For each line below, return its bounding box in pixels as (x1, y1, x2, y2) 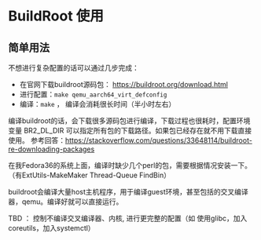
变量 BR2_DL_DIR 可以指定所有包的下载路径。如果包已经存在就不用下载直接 (8, 126, 252, 135)
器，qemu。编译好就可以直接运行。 (8, 197, 123, 206)
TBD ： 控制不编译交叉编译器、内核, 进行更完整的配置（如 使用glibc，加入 (8, 213, 248, 223)
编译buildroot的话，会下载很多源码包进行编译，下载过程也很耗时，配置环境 (8, 116, 251, 125)
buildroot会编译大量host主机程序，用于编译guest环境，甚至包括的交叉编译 (8, 187, 249, 196)
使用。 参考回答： (8, 136, 65, 145)
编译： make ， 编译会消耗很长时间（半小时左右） (19, 100, 176, 108)
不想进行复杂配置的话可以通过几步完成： (8, 64, 139, 72)
